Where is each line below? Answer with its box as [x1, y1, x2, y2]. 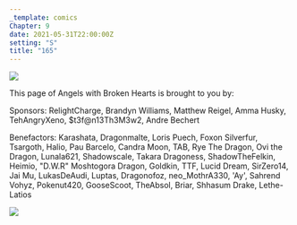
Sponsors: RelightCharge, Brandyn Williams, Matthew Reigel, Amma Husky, [9, 105, 286, 117]
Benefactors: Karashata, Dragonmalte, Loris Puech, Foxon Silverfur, [9, 132, 258, 143]
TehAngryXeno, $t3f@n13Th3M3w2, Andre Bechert [9, 115, 199, 125]
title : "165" [9, 47, 58, 56]
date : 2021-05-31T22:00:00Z [9, 30, 115, 39]
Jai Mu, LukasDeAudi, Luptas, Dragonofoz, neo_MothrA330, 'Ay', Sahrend [9, 170, 281, 181]
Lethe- [259, 180, 284, 191]
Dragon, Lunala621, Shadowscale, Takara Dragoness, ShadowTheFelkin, [9, 151, 276, 162]
